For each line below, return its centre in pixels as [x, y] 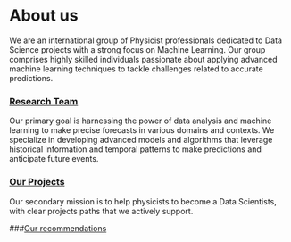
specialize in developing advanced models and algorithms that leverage [141, 140]
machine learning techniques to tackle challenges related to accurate [136, 69]
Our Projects [37, 182]
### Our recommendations [58, 228]
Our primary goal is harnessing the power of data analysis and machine [141, 121]
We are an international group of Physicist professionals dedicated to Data [146, 40]
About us [44, 16]
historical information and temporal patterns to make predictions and [135, 149]
